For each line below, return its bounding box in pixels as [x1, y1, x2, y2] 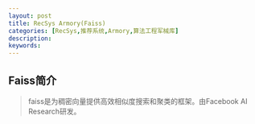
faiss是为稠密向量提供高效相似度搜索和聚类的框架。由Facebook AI [27, 96, 248, 105]
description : [8, 34, 52, 43]
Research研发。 [27, 106, 81, 116]
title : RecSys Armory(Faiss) [8, 19, 106, 27]
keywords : [8, 42, 42, 50]
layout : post [8, 11, 52, 20]
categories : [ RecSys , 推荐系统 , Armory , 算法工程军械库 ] [8, 27, 179, 35]
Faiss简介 [8, 73, 57, 87]
